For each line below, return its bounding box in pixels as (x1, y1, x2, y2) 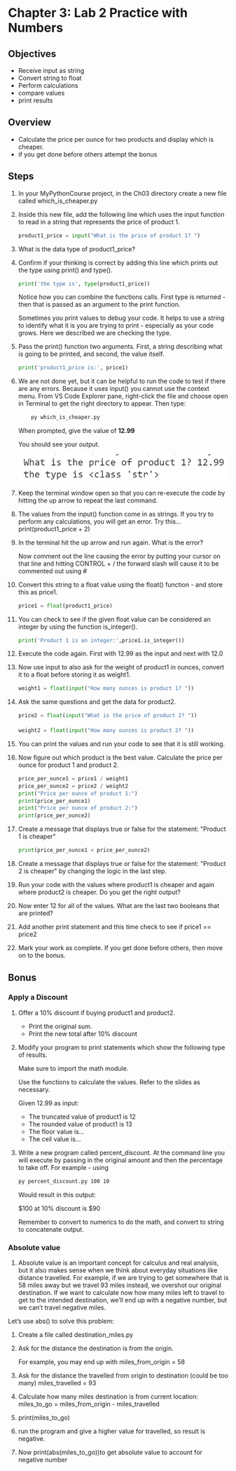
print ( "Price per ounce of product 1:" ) (18, 790, 138, 797)
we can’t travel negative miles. (18, 1303, 106, 1312)
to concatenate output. (18, 1225, 85, 1233)
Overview (8, 117, 52, 128)
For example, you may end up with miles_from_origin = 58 (18, 1357, 185, 1366)
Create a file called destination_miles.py (18, 1330, 134, 1338)
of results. (18, 1051, 48, 1059)
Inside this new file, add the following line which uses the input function (18, 210, 225, 218)
